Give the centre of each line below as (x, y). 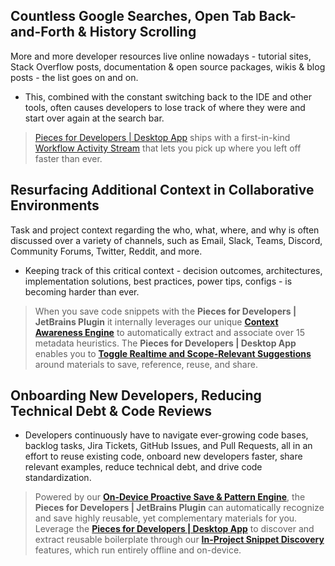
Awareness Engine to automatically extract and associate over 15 (169, 332)
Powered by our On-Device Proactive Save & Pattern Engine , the (170, 497)
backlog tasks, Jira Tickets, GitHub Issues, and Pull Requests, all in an (168, 446)
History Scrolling (143, 32)
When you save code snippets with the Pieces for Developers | (165, 311)
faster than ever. (68, 158)
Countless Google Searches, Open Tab (133, 16)
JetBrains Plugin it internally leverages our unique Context (156, 321)
